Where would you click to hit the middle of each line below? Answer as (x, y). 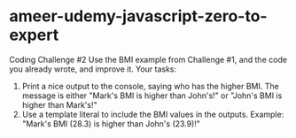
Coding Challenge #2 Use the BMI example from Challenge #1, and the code (148, 59)
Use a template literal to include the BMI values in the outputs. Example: (153, 114)
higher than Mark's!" (59, 104)
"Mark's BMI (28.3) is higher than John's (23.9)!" (111, 123)
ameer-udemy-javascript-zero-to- (138, 16)
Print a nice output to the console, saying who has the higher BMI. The (150, 86)
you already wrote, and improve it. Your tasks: (93, 69)
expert (34, 35)
